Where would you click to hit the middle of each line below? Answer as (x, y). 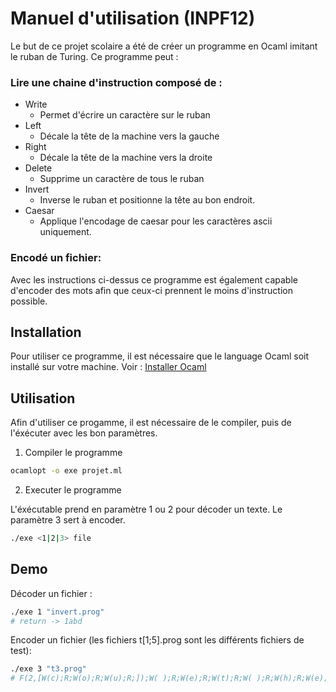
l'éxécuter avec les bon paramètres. (84, 433)
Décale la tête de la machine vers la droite (126, 158)
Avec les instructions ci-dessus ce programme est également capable (154, 279)
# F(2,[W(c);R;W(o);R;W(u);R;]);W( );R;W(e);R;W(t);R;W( (131, 678)
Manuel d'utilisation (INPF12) (133, 18)
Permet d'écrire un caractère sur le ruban (125, 115)
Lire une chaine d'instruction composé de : (116, 82)
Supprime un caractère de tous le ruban (122, 179)
